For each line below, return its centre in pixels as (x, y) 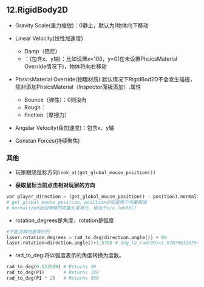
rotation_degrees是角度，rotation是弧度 (64, 220)
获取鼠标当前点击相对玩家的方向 (55, 185)
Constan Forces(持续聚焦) (47, 140)
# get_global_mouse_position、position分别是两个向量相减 (76, 202)
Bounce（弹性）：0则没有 (55, 100)
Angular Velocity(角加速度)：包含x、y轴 (64, 127)
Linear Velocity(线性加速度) (49, 38)
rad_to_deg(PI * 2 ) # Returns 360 (53, 279)
